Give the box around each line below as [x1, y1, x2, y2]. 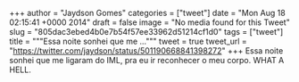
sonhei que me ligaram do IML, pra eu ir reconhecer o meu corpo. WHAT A [9, 55, 285, 65]
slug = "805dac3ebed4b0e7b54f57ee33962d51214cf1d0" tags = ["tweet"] [9, 27, 284, 37]
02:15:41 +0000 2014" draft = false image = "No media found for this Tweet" [9, 17, 290, 28]
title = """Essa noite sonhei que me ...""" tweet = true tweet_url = [9, 36, 247, 46]
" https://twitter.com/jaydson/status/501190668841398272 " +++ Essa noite [9, 45, 284, 56]
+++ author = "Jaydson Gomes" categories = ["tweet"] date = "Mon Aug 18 [9, 8, 286, 18]
